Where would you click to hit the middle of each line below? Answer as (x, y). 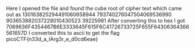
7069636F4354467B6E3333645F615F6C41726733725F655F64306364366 (98, 27)
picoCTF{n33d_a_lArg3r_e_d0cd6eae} (52, 39)
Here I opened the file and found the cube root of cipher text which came (94, 8)
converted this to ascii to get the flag (75, 33)
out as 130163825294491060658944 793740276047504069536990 (89, 14)
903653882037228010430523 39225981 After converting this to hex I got (95, 21)
